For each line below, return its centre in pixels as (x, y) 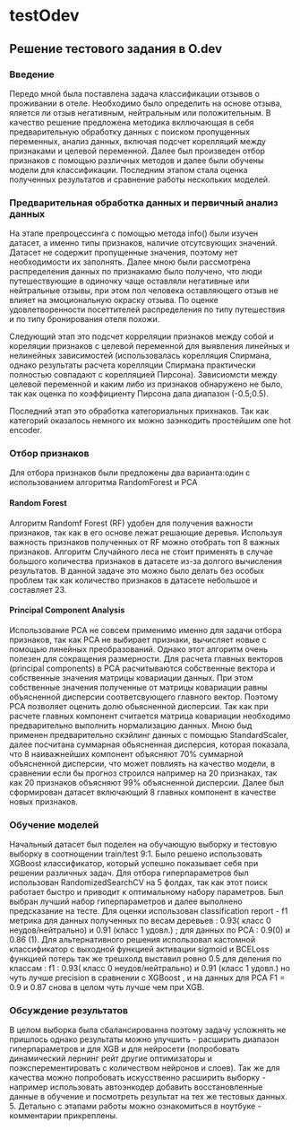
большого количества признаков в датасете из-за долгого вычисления (146, 561)
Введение (32, 74)
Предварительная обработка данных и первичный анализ (144, 203)
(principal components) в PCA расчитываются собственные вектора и (142, 668)
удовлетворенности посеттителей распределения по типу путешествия (147, 309)
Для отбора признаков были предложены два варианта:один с (130, 473)
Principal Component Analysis (67, 610)
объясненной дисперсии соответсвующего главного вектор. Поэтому (144, 697)
